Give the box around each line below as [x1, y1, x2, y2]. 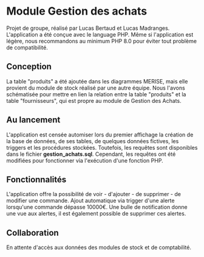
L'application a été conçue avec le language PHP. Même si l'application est [6, 30, 194, 38]
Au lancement [6, 114, 61, 125]
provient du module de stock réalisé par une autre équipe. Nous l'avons [6, 84, 185, 91]
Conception [6, 62, 52, 72]
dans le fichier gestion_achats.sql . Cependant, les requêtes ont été [6, 150, 176, 158]
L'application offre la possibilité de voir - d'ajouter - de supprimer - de [6, 191, 181, 198]
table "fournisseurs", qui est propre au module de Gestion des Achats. [6, 97, 182, 104]
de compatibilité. [6, 44, 49, 51]
